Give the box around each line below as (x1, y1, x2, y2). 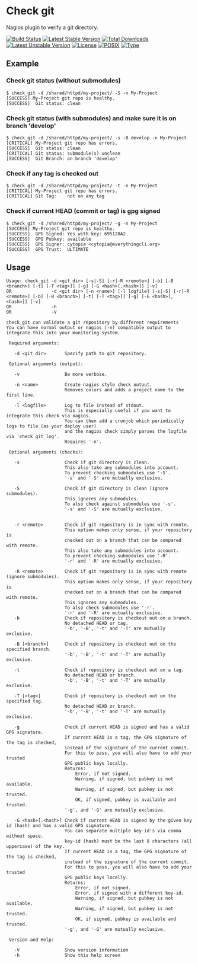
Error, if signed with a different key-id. (75, 890, 184, 896)
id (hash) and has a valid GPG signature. (6, 823, 113, 829)
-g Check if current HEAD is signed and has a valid (14, 724, 190, 730)
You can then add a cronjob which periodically (64, 418, 184, 424)
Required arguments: (8, 340, 60, 346)
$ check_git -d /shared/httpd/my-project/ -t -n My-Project (6, 183, 158, 189)
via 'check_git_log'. (6, 434, 60, 440)
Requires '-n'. (64, 439, 102, 445)
